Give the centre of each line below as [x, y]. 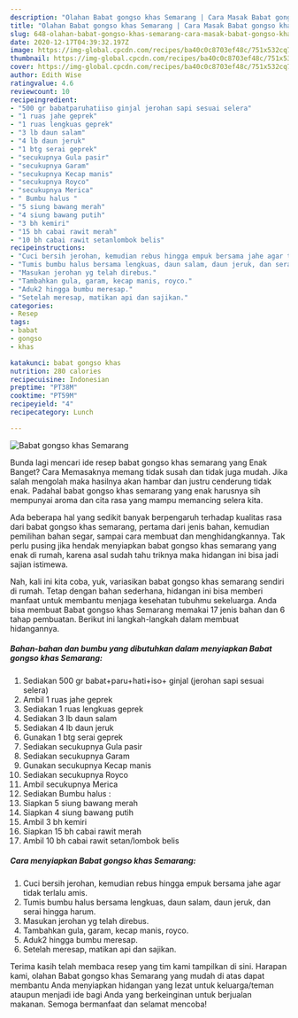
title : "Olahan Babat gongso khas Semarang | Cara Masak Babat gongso [143, 26]
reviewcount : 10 [40, 91]
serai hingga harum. [59, 911]
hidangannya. [35, 628]
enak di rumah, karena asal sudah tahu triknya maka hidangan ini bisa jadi [145, 555]
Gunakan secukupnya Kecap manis [87, 765]
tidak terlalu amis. [55, 892]
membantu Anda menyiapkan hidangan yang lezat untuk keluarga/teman [142, 985]
